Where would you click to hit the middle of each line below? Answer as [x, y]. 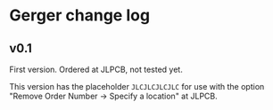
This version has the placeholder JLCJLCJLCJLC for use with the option [137, 86]
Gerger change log [79, 16]
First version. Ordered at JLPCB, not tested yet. [96, 69]
